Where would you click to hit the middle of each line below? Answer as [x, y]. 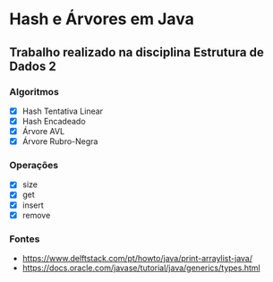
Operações [34, 166]
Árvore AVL [43, 131]
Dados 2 [33, 66]
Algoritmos [34, 91]
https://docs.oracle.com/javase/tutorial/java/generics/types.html [141, 268]
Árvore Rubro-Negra [60, 141]
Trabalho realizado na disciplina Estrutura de [136, 52]
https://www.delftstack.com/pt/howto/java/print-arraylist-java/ [137, 258]
